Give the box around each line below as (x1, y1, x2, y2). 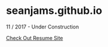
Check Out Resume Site (6, 34, 63, 41)
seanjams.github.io (6, 4, 102, 17)
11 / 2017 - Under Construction (6, 23, 79, 30)
